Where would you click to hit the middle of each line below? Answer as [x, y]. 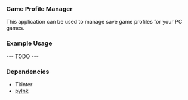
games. [16, 28]
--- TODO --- [22, 56]
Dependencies [28, 72]
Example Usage [29, 43]
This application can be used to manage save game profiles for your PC [94, 22]
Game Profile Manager [39, 9]
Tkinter [24, 84]
